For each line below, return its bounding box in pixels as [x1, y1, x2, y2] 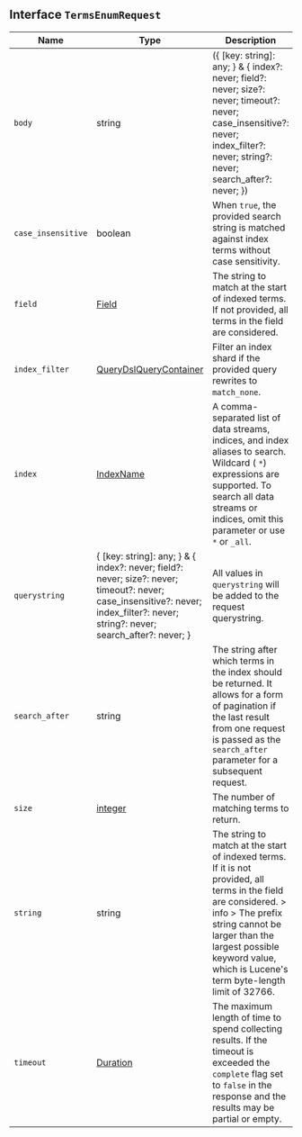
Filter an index [212, 340, 272, 353]
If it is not [212, 862, 252, 874]
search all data [212, 490, 274, 502]
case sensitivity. [212, 255, 280, 267]
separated [212, 411, 256, 424]
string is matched [212, 221, 286, 233]
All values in [212, 566, 263, 579]
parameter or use [212, 524, 286, 537]
